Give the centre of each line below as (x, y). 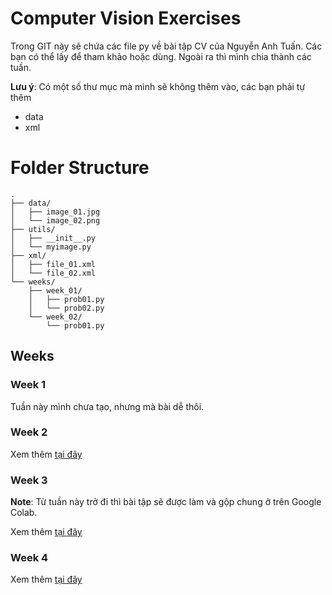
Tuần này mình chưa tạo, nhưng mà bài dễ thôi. (107, 406)
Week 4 (29, 558)
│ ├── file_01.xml (53, 264)
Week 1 (28, 385)
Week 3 (29, 480)
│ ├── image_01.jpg (55, 212)
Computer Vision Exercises (126, 18)
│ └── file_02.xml (53, 273)
